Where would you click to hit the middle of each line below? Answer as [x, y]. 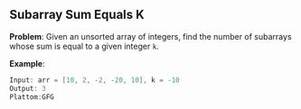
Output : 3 [28, 88]
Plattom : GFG [32, 97]
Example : [27, 63]
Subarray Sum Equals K [77, 15]
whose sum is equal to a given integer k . [85, 46]
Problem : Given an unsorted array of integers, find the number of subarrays [150, 36]
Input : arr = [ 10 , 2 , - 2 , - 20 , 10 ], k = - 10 [94, 80]
